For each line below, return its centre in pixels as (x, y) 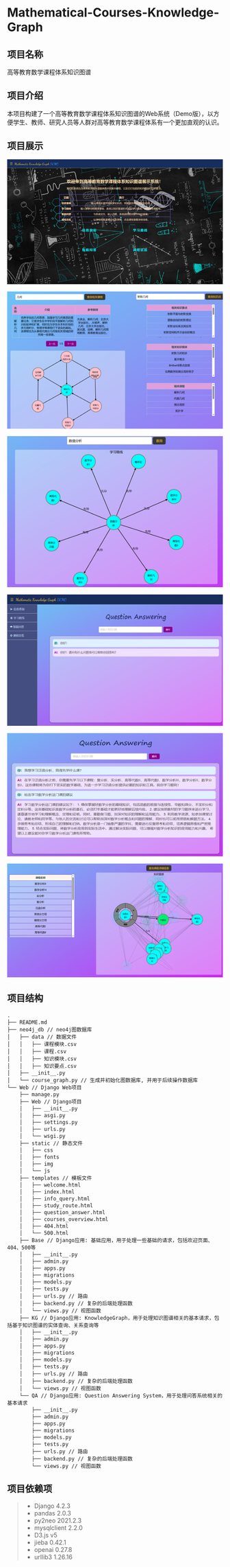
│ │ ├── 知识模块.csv (42, 1059)
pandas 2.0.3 (53, 1513)
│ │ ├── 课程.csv (37, 1051)
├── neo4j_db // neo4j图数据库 (50, 1029)
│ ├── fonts (39, 1157)
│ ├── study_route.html (56, 1205)
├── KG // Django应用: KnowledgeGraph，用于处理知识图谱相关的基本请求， (117, 1318)
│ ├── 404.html (44, 1226)
